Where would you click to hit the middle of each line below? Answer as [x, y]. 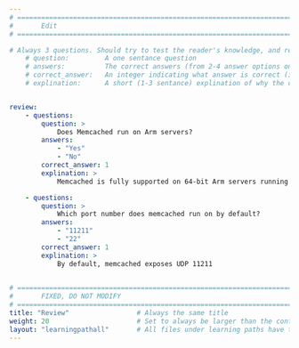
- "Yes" [71, 149]
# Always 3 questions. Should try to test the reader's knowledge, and [145, 50]
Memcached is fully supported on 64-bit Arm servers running [173, 182]
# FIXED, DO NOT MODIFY [65, 296]
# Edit [33, 26]
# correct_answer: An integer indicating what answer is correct [153, 75]
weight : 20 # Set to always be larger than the [141, 321]
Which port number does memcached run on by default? [158, 214]
